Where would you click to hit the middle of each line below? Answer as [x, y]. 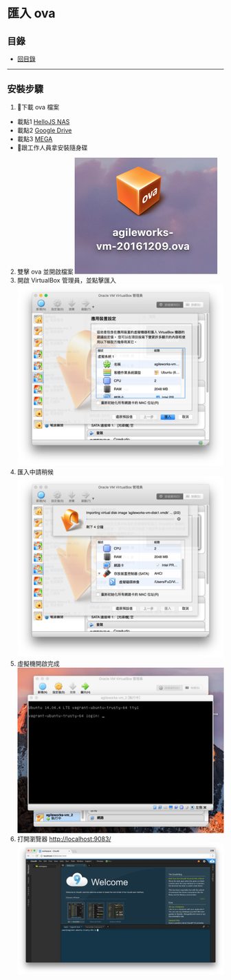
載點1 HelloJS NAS [43, 121]
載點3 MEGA [35, 139]
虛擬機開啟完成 [38, 663]
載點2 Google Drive [44, 130]
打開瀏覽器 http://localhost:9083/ [64, 839]
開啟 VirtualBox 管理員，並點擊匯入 [67, 280]
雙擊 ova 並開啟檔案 [45, 272]
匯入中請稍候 [35, 471]
